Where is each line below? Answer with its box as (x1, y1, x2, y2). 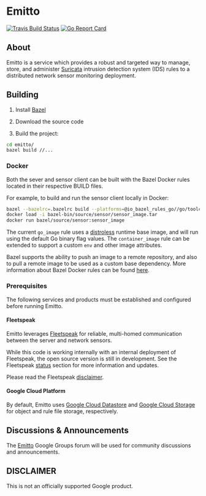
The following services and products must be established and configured (6, 296, 191, 303)
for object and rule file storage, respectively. (6, 407, 118, 415)
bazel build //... (6, 147, 53, 153)
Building (6, 90, 39, 100)
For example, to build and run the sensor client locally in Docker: (6, 194, 169, 201)
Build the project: (15, 130, 59, 137)
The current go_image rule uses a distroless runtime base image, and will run (6, 228, 199, 236)
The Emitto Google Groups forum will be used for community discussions (6, 441, 191, 449)
